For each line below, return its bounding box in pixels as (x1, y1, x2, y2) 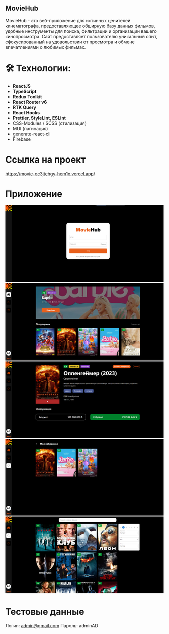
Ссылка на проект (5, 153, 86, 165)
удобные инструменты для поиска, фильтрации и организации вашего (5, 28, 157, 34)
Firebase (12, 136, 31, 142)
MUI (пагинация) (12, 125, 48, 131)
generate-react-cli (12, 131, 51, 137)
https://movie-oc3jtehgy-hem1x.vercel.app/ (5, 171, 96, 177)
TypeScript (12, 88, 37, 94)
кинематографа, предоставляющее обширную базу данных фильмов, (5, 23, 155, 29)
